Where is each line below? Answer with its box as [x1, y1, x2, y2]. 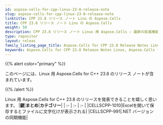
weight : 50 [5, 25, 27, 30]
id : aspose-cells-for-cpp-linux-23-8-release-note [5, 7, 110, 12]
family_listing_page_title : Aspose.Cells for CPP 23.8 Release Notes [5, 43, 149, 48]
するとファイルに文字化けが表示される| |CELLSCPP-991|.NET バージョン [9, 108, 154, 114]
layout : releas [5, 39, 36, 43]
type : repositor [5, 34, 38, 39]
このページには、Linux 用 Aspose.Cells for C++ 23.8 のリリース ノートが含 [5, 70, 154, 76]
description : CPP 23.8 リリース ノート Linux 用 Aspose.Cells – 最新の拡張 [5, 29, 152, 34]
